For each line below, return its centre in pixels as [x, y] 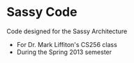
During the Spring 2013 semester [64, 52]
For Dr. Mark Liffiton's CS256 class [67, 44]
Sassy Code [42, 12]
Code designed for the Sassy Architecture [67, 31]
